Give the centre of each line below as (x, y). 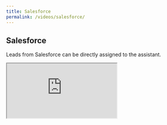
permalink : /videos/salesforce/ (45, 17)
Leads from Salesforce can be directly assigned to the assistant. (83, 55)
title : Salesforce (28, 11)
